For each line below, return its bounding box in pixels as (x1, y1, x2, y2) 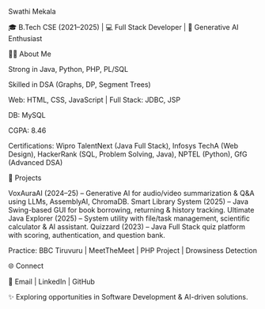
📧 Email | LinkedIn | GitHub (8, 277, 95, 286)
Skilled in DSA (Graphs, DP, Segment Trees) (8, 80, 152, 89)
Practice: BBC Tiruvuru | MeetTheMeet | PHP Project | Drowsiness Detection (8, 246, 257, 255)
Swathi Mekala (8, 7, 57, 16)
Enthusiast (8, 34, 43, 43)
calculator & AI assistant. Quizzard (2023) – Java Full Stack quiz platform (8, 222, 245, 232)
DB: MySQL (8, 111, 46, 119)
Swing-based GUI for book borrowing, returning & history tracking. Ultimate (8, 205, 255, 214)
